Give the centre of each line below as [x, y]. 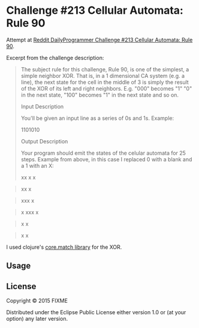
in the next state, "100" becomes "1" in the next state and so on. [99, 95]
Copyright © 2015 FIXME [37, 301]
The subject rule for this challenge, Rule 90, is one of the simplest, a [105, 69]
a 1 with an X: [37, 165]
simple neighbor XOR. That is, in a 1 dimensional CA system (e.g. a [102, 76]
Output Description [44, 141]
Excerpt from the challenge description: [55, 58]
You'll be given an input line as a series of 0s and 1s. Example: [97, 118]
